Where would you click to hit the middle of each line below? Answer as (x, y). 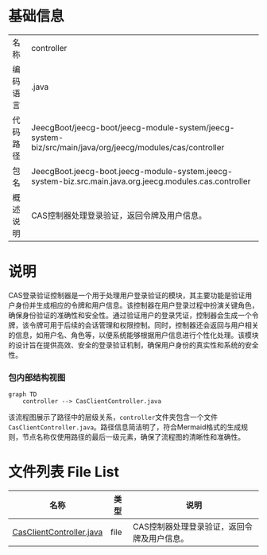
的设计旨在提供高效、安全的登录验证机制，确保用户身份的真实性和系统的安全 (133, 345)
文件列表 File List (64, 472)
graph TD (23, 394)
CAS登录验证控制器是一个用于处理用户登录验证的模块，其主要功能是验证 (127, 295)
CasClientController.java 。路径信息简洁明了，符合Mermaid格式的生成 (125, 427)
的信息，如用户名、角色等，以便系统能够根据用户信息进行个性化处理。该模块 (133, 335)
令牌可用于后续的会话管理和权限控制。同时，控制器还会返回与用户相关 (144, 325)
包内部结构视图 (37, 377)
